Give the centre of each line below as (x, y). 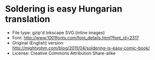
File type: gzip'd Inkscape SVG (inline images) (58, 32)
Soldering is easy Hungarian (64, 9)
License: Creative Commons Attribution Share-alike (64, 53)
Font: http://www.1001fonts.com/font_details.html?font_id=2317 (76, 38)
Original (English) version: (38, 43)
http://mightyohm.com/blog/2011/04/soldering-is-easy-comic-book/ (81, 48)
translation (28, 19)
